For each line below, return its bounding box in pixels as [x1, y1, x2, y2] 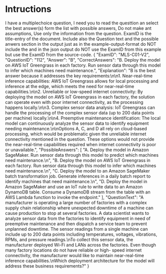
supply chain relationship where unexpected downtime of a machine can [5, 205, 154, 211]
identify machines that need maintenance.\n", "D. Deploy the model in [5, 178, 148, 184]
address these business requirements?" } [5, 263, 89, 269]
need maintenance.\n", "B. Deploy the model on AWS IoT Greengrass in [5, 157, 151, 163]
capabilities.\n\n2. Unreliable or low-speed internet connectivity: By [5, 89, 143, 94]
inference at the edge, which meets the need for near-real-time [5, 83, 135, 89]
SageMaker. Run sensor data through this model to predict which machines [5, 152, 159, 158]
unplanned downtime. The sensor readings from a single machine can [5, 226, 148, 232]
